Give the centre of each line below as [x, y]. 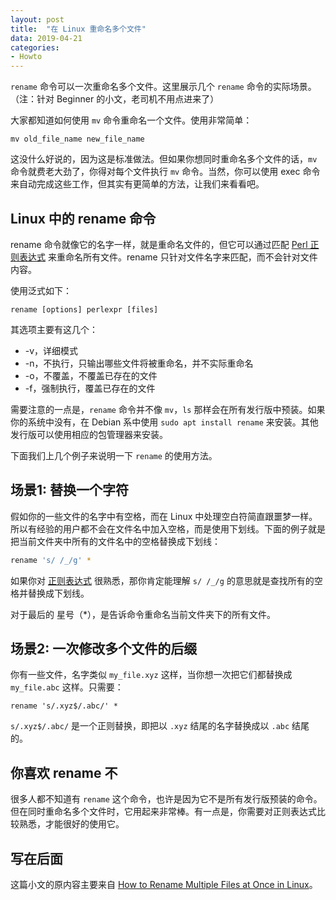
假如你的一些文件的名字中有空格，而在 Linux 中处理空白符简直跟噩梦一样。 [164, 516]
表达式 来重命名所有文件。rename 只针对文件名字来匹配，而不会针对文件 [168, 257]
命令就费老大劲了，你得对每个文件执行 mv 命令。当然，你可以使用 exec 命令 [165, 172]
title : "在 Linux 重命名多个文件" [78, 29]
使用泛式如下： [41, 290]
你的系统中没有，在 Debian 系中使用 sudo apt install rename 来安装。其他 [164, 422]
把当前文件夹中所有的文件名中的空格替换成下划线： [115, 541]
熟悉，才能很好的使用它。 [71, 824]
